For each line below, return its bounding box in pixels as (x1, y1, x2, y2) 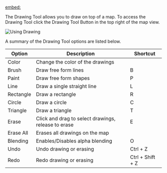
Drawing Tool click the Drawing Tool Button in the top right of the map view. (5, 19, 160, 25)
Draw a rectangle (36, 91, 76, 97)
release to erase (36, 121, 74, 128)
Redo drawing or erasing (36, 157, 93, 164)
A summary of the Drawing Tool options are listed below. (5, 38, 121, 44)
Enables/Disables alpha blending (36, 138, 112, 144)
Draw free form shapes (36, 75, 90, 82)
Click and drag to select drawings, (36, 115, 116, 122)
